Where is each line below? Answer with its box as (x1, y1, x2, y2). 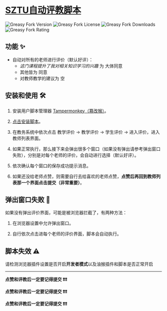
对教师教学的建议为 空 (19, 75, 65, 81)
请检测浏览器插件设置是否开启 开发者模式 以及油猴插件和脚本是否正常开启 (5, 261, 153, 267)
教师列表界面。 (12, 135, 43, 141)
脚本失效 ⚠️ (5, 247, 40, 255)
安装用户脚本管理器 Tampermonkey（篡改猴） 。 (12, 108, 109, 114)
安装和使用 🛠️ (5, 91, 46, 100)
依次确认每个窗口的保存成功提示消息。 (12, 163, 91, 169)
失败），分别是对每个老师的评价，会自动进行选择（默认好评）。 (12, 152, 139, 158)
